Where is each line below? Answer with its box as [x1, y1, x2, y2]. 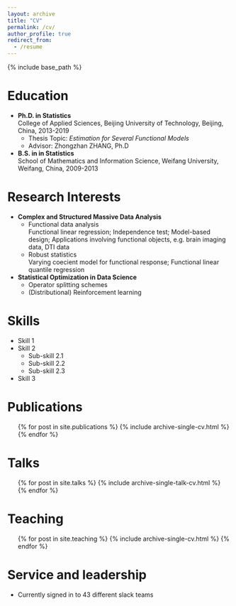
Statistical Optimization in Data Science [17, 273, 137, 281]
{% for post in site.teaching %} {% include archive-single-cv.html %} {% [17, 534, 230, 543]
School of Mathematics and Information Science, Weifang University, [17, 156, 219, 165]
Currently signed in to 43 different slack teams [17, 590, 154, 599]
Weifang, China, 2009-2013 [17, 164, 99, 173]
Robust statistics [28, 250, 77, 259]
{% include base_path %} [7, 63, 82, 71]
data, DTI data [28, 242, 69, 251]
